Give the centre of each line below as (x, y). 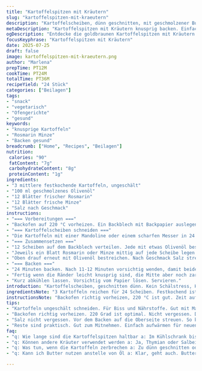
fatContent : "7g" (30, 163)
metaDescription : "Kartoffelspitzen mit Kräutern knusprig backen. (93, 29)
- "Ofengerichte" (28, 113)
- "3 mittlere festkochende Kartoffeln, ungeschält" (74, 185)
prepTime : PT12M (26, 68)
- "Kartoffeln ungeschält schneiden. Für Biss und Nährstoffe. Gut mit (98, 309)
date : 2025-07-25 (28, 46)
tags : (13, 96)
